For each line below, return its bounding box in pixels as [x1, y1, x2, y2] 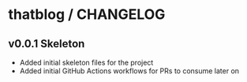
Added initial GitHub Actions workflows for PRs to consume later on [19, 66, 239, 76]
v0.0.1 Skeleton [8, 37, 85, 50]
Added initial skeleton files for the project [19, 58, 154, 67]
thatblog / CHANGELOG [8, 6, 166, 24]
